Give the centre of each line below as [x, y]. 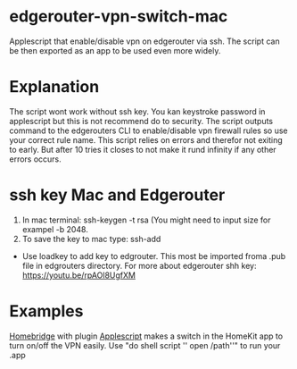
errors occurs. [36, 159]
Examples [46, 311]
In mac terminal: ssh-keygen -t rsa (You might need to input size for [146, 220]
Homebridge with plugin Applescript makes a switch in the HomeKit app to [146, 336]
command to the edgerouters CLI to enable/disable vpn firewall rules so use [148, 130]
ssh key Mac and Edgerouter [117, 195]
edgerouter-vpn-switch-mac [119, 17]
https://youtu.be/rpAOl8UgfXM [79, 275]
